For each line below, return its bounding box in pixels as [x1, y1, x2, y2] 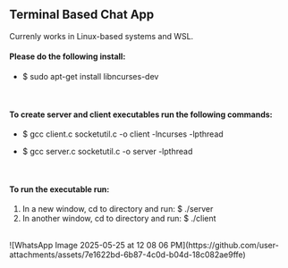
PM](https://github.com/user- [170, 240, 279, 251]
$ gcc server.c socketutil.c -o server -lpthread [21, 147, 193, 157]
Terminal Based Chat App [9, 7, 155, 22]
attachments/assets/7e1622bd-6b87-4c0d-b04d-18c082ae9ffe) [9, 249, 246, 260]
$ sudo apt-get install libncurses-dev [21, 71, 159, 82]
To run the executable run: [9, 183, 110, 195]
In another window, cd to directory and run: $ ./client [21, 214, 216, 224]
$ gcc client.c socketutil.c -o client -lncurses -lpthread [21, 129, 224, 139]
